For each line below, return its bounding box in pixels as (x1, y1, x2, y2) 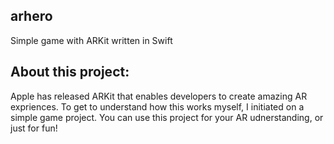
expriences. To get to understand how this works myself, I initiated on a (10, 100, 305, 113)
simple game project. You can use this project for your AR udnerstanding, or (10, 111, 324, 123)
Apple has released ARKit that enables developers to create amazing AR (10, 90, 308, 102)
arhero (10, 8, 53, 25)
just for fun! (10, 122, 58, 134)
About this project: (10, 64, 130, 81)
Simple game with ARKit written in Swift (10, 34, 173, 46)
